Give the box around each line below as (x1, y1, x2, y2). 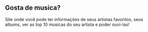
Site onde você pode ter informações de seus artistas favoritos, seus (5, 16, 144, 22)
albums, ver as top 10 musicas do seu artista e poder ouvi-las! (5, 21, 130, 27)
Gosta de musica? (5, 4, 61, 12)
